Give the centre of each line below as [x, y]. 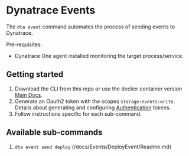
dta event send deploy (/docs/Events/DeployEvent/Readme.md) [93, 147]
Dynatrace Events [51, 10]
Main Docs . [28, 95]
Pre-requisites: [24, 44]
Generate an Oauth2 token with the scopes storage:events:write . [95, 101]
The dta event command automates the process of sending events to [91, 27]
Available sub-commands [54, 133]
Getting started [35, 74]
